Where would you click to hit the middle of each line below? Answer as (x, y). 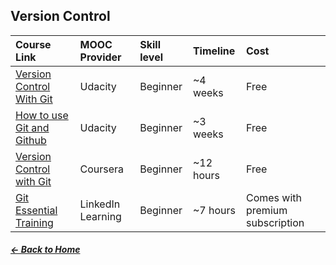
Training (34, 222)
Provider (100, 57)
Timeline (214, 51)
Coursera (102, 169)
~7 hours (214, 210)
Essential (36, 210)
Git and (32, 127)
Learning (100, 216)
